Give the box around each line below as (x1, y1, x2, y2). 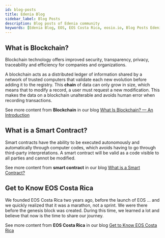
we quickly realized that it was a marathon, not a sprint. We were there (5, 202, 148, 208)
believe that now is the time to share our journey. (5, 212, 104, 218)
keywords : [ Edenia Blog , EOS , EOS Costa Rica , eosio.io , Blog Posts (5, 26, 148, 30)
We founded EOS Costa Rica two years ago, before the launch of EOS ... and (5, 197, 160, 203)
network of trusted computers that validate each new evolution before (5, 77, 147, 82)
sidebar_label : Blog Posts (5, 16, 60, 21)
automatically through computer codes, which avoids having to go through (5, 144, 156, 150)
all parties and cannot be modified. (5, 155, 76, 161)
